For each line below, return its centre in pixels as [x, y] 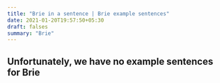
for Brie [24, 72]
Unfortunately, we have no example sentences [110, 61]
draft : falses [28, 27]
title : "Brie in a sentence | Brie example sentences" [88, 14]
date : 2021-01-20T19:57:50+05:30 [56, 20]
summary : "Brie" [31, 33]
